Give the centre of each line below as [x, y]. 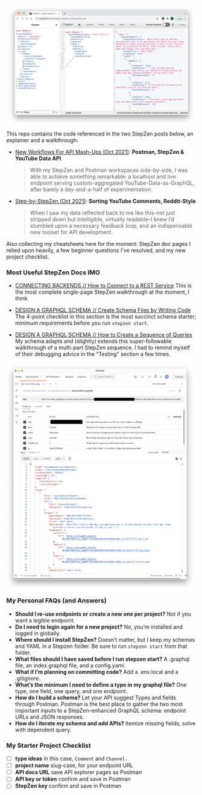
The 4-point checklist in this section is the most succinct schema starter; [106, 317]
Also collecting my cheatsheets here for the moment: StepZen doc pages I [99, 244]
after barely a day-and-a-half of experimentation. [91, 189]
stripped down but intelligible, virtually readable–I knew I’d [102, 219]
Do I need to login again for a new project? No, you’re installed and [99, 627]
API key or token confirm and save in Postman [73, 779]
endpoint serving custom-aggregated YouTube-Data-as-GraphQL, [112, 183]
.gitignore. [28, 678]
